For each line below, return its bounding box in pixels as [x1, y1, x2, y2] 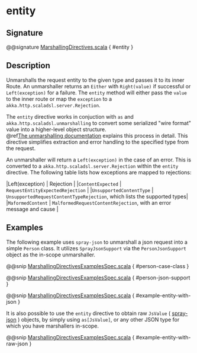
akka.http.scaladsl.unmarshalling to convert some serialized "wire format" [6, 119, 191, 126]
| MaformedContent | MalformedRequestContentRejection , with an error [6, 199, 172, 206]
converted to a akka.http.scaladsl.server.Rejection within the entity [6, 162, 179, 170]
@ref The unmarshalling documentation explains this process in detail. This [6, 132, 188, 139]
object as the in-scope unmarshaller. [6, 251, 96, 258]
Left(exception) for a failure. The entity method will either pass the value [6, 89, 188, 96]
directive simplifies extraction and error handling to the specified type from [6, 138, 189, 145]
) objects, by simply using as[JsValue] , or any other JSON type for [17, 316, 180, 323]
